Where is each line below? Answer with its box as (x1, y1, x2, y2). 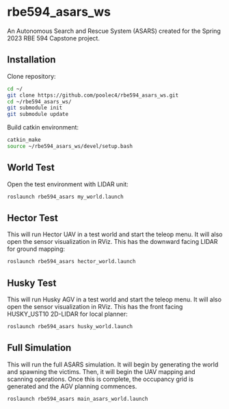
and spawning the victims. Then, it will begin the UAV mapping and (7, 367, 196, 375)
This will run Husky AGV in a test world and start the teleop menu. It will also (7, 295, 222, 303)
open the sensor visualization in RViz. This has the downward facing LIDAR (7, 238, 218, 246)
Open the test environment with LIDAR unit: (7, 179, 129, 188)
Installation (7, 54, 56, 66)
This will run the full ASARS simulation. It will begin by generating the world (7, 360, 219, 369)
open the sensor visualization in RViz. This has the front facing (7, 303, 183, 311)
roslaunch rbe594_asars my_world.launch (7, 193, 124, 200)
